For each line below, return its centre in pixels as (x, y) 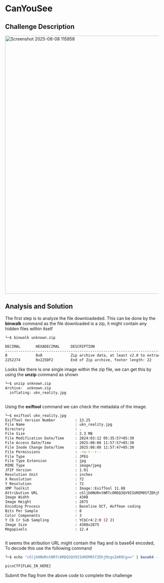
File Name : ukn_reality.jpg (59, 425)
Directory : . (43, 429)
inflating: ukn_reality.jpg (38, 392)
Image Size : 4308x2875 (52, 525)
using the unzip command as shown (42, 375)
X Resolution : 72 (44, 479)
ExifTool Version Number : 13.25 (48, 420)
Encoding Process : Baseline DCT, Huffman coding (73, 507)
